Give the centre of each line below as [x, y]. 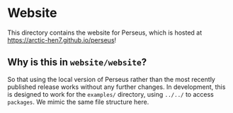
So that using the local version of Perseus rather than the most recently [112, 79]
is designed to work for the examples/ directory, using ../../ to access [110, 94]
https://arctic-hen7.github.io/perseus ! [62, 40]
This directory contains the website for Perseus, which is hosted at [105, 32]
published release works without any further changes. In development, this [116, 87]
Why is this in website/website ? [77, 63]
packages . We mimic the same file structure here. [78, 102]
